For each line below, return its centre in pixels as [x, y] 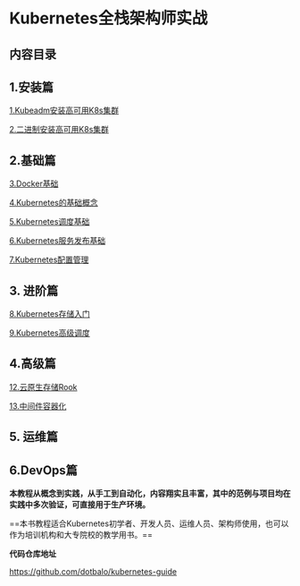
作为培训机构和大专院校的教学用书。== [81, 535]
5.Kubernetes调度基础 [50, 222]
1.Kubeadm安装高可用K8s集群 [64, 110]
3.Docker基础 [34, 183]
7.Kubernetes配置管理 [49, 259]
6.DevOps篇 [44, 470]
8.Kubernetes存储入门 [50, 314]
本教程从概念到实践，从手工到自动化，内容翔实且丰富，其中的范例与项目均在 [150, 494]
